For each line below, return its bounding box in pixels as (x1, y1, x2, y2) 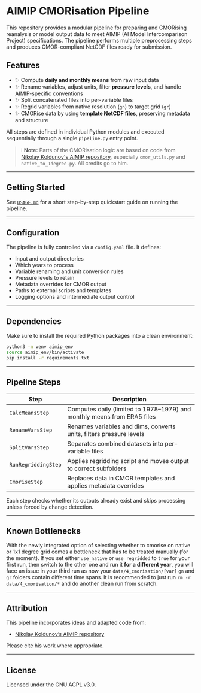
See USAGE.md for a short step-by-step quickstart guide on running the (6, 198, 178, 205)
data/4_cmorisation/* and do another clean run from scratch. (6, 580, 159, 588)
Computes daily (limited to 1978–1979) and (67, 405, 191, 413)
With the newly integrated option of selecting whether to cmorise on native (6, 542, 191, 549)
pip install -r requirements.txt (6, 355, 90, 361)
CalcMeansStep (9, 409, 50, 416)
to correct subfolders (67, 464, 127, 473)
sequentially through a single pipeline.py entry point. (6, 134, 138, 141)
